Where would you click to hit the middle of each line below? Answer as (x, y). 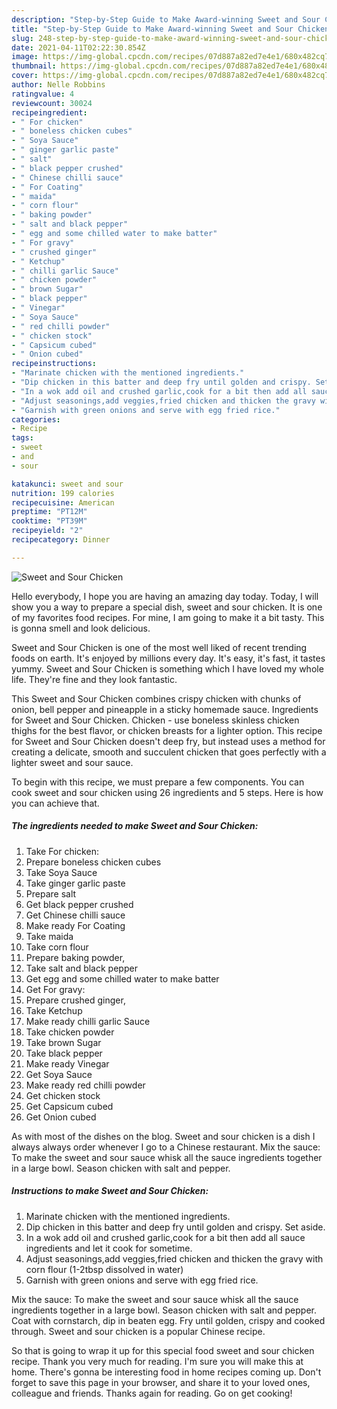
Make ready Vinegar (67, 1063)
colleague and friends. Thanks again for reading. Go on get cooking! (152, 1393)
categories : (36, 419)
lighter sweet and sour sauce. (72, 762)
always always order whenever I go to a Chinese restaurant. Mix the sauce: (166, 1147)
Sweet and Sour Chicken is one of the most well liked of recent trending (159, 647)
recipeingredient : (49, 112)
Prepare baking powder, (75, 957)
